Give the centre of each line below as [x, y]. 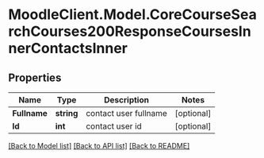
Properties [35, 77]
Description [126, 100]
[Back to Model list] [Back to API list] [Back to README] [99, 146]
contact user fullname [127, 113]
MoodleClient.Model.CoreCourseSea [133, 15]
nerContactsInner [68, 48]
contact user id [114, 126]
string [67, 113]
